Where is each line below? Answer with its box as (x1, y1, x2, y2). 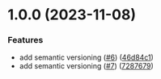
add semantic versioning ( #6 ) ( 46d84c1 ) (19, 52, 155, 62)
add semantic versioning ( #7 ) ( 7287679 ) (19, 61, 155, 71)
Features (7, 35, 44, 46)
